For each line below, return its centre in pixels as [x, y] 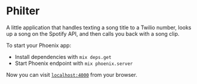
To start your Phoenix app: [39, 45]
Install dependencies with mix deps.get [63, 57]
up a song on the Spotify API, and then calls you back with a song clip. [93, 33]
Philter [23, 11]
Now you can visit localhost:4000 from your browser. [72, 74]
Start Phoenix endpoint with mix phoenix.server [74, 63]
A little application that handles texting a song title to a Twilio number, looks [99, 27]
